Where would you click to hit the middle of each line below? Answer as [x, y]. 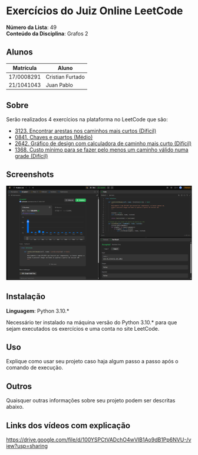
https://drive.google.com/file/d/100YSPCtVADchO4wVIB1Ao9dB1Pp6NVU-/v [99, 440]
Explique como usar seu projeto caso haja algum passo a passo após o [92, 362]
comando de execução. [35, 367]
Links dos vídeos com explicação [68, 425]
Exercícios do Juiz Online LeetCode [95, 11]
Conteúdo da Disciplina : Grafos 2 [47, 33]
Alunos [20, 52]
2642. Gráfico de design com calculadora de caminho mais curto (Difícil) [103, 144]
